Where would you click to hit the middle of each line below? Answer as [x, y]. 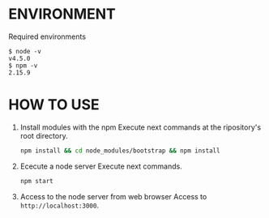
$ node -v [25, 51]
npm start [37, 181]
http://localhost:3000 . [60, 205]
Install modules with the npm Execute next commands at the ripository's [141, 127]
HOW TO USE [54, 105]
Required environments [47, 36]
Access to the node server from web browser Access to [113, 196]
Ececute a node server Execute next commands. [101, 166]
